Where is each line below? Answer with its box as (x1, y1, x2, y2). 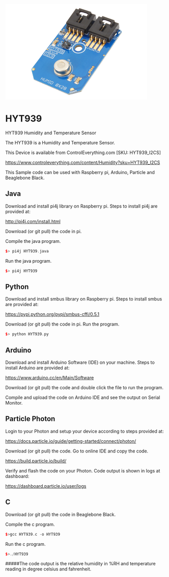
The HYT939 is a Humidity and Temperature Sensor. (5, 139, 116, 145)
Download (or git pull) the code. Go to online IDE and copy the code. (5, 448, 149, 454)
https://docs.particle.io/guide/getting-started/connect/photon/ (5, 438, 136, 444)
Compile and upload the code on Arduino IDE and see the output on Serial (5, 394, 160, 400)
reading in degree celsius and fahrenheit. (5, 566, 92, 572)
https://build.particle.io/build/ (5, 458, 67, 464)
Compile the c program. (5, 521, 55, 527)
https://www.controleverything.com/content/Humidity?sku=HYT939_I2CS (5, 159, 160, 165)
